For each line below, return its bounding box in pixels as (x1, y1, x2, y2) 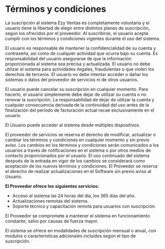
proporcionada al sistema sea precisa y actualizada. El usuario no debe (5, 61, 151, 67)
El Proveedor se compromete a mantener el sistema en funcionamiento (5, 212, 150, 218)
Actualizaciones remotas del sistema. (12, 198, 89, 204)
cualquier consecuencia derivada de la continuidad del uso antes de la (5, 102, 150, 108)
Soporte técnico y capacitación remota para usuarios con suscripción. (12, 203, 156, 209)
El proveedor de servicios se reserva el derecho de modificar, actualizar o (5, 131, 156, 137)
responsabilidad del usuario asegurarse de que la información (5, 55, 132, 61)
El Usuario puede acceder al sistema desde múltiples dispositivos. (5, 122, 140, 128)
